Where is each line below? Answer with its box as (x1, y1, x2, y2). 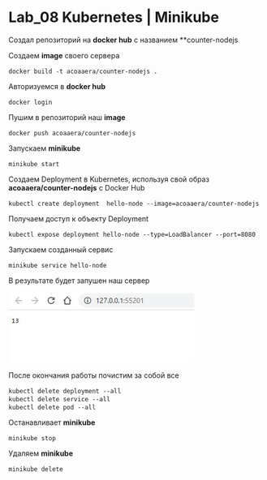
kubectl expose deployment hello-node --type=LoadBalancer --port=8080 (8, 230, 256, 238)
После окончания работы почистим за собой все (8, 370, 180, 380)
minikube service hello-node (8, 261, 107, 269)
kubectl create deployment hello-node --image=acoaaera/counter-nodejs (8, 199, 260, 208)
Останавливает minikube (8, 418, 96, 427)
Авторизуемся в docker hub (8, 81, 106, 91)
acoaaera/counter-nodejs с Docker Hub (8, 182, 145, 192)
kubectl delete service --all (8, 395, 111, 403)
